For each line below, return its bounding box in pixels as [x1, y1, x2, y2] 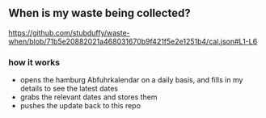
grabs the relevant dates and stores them [19, 92, 158, 102]
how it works [8, 57, 61, 68]
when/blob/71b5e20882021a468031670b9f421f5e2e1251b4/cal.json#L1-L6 [8, 36, 258, 46]
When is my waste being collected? [8, 6, 192, 20]
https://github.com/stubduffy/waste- [8, 27, 131, 37]
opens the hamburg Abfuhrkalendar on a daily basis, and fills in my [19, 75, 243, 85]
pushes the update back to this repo [19, 101, 141, 111]
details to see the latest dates [19, 84, 119, 94]
